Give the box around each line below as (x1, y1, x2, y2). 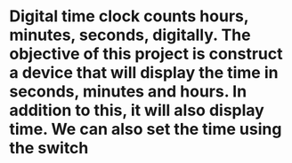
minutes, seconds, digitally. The (9, 25, 251, 45)
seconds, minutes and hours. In (9, 81, 247, 102)
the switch (9, 138, 89, 159)
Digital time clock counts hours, (9, 6, 249, 27)
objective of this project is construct (9, 44, 283, 64)
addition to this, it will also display (9, 100, 264, 120)
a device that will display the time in (9, 63, 279, 83)
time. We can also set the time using (9, 120, 282, 139)
